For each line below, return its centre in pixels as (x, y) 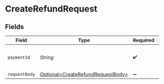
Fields (15, 27)
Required (143, 40)
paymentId (19, 57)
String (47, 57)
